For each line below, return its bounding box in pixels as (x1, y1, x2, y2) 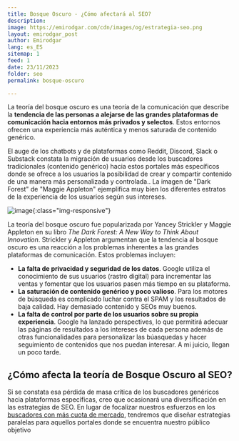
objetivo (7, 426, 31, 435)
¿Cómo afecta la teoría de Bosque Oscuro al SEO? (7, 369, 233, 381)
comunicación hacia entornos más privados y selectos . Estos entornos (7, 118, 221, 127)
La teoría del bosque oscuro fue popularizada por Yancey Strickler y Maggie (7, 220, 232, 229)
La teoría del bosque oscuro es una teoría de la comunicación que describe (7, 103, 230, 112)
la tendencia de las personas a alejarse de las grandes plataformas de (7, 110, 219, 119)
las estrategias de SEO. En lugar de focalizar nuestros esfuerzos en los (7, 403, 215, 412)
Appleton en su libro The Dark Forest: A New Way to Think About (7, 228, 198, 237)
